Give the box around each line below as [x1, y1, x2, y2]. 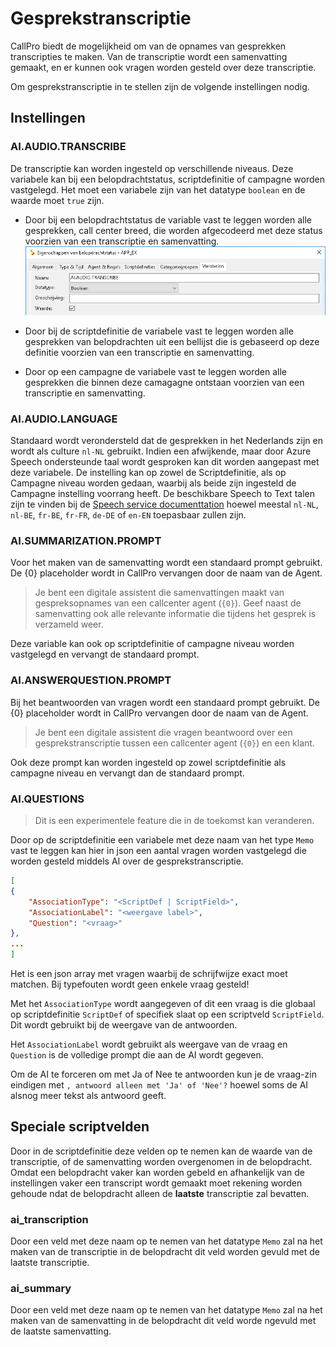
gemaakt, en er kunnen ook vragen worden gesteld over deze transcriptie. [10, 61, 317, 73]
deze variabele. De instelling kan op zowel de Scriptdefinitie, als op [10, 467, 287, 479]
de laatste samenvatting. [10, 1325, 112, 1337]
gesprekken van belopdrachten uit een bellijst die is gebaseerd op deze [24, 335, 320, 347]
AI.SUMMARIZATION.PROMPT [10, 534, 162, 548]
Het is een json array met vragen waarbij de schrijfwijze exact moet [10, 968, 288, 980]
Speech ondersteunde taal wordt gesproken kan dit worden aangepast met [10, 456, 320, 468]
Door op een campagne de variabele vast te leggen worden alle [24, 365, 287, 377]
